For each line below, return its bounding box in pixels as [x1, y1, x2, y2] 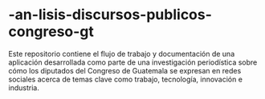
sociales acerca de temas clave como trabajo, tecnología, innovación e [8, 74, 243, 84]
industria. [8, 82, 40, 93]
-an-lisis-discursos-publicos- [8, 6, 213, 24]
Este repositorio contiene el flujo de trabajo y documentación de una [8, 49, 235, 58]
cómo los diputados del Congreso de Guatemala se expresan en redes [8, 65, 242, 75]
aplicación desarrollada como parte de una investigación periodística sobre [8, 57, 258, 67]
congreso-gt [8, 22, 95, 41]
